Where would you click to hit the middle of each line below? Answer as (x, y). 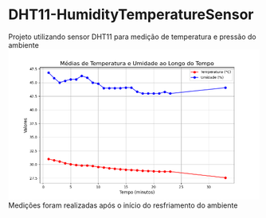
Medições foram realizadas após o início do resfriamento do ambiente (123, 205)
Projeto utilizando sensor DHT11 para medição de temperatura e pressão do (132, 37)
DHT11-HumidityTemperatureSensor (131, 15)
